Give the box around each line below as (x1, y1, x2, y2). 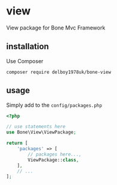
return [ (6, 140, 28, 147)
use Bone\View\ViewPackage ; (6, 129, 77, 136)
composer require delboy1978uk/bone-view (6, 69, 112, 75)
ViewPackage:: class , (28, 157, 79, 163)
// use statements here (6, 124, 66, 130)
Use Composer (6, 57, 44, 64)
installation (6, 41, 49, 52)
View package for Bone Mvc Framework (6, 24, 106, 31)
